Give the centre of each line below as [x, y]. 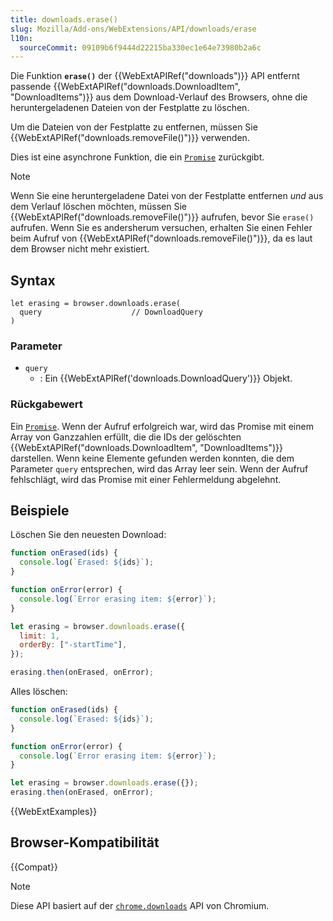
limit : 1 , [39, 636]
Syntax [33, 280]
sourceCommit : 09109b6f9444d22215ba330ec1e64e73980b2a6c [140, 47]
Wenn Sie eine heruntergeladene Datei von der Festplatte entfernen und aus [167, 196]
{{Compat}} [34, 867]
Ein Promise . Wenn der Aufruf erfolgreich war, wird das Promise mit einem [162, 426]
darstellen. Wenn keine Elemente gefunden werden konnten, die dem [152, 458]
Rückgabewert [46, 404]
